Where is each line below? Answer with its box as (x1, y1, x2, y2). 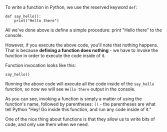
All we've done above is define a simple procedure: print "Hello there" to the (5, 27, 162, 33)
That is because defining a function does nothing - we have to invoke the (5, 47, 158, 53)
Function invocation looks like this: (5, 62, 76, 68)
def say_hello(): (5, 14, 41, 19)
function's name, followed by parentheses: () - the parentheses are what (5, 101, 156, 107)
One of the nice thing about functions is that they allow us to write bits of (5, 116, 155, 122)
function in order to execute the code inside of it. (5, 52, 106, 58)
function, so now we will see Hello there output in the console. (5, 86, 136, 92)
